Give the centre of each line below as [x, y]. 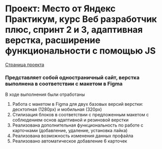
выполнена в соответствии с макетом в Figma [64, 83]
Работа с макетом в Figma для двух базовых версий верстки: [78, 104]
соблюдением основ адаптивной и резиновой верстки [70, 120]
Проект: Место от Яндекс [60, 9]
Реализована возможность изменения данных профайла [73, 136]
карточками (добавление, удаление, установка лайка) [70, 131]
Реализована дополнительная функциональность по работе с [78, 125]
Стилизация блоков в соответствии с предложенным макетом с [81, 115]
